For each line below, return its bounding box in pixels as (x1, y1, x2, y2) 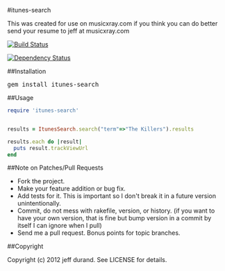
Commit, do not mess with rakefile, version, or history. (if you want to (17, 206, 215, 215)
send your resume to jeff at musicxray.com (7, 27, 130, 35)
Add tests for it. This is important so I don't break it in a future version (17, 192, 217, 200)
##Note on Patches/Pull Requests (7, 163, 104, 172)
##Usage (7, 94, 34, 101)
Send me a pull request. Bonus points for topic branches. (17, 229, 181, 237)
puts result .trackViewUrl (13, 145, 89, 151)
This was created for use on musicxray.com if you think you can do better (7, 19, 218, 27)
